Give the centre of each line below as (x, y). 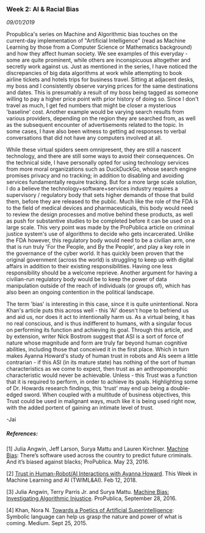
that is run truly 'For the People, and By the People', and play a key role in (98, 247)
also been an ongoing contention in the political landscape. (80, 292)
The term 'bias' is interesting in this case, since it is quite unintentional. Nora (102, 304)
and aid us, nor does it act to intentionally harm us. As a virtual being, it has (101, 317)
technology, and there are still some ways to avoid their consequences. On (100, 156)
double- (180, 388)
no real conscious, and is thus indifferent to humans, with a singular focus (99, 324)
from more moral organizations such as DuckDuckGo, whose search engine (102, 169)
